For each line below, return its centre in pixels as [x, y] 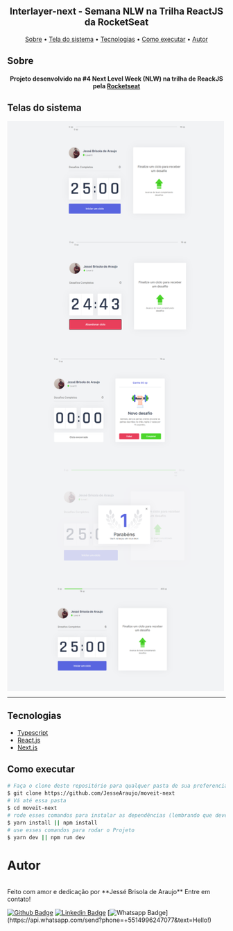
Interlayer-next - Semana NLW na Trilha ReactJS [116, 11]
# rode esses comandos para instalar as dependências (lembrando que [110, 815]
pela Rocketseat [116, 86]
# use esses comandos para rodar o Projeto [71, 830]
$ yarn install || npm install [52, 823]
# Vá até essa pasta [37, 801]
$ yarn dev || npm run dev [46, 837]
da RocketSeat [116, 23]
